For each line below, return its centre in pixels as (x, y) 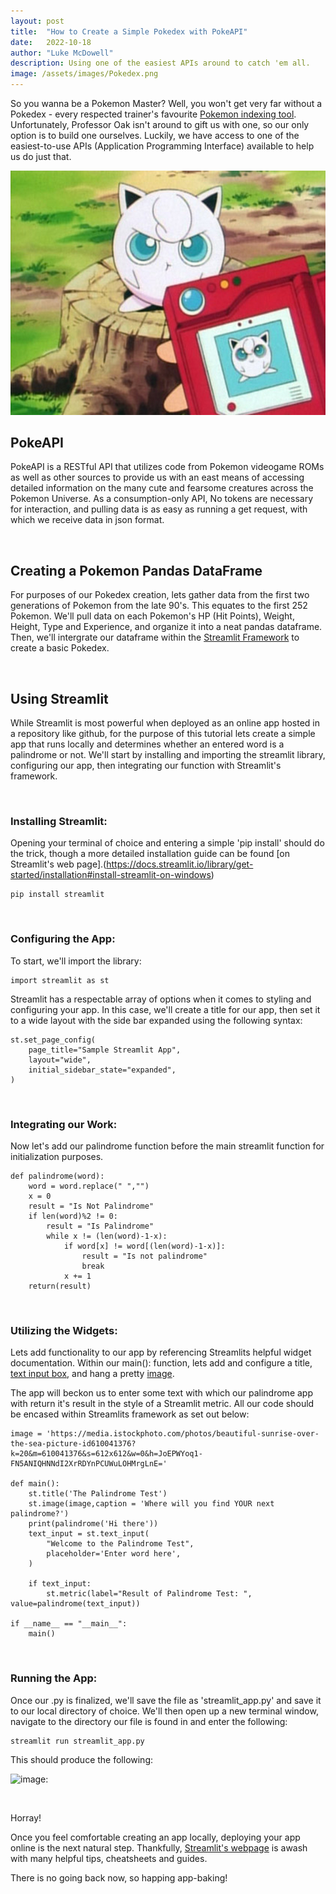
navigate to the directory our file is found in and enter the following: (149, 1721)
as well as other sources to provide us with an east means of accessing (157, 477)
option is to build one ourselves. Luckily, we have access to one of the (155, 135)
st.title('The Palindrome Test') (98, 1494)
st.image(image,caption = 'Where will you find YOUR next (151, 1504)
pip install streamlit (57, 895)
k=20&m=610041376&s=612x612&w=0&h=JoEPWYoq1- (106, 1454)
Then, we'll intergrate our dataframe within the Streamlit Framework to (155, 637)
